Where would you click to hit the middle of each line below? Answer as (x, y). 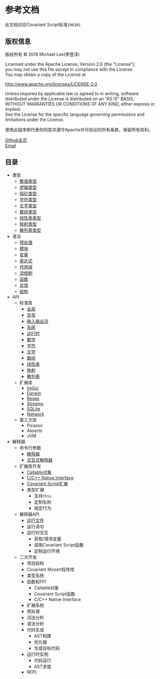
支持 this (43, 496)
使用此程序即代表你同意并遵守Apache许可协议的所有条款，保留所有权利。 (79, 129)
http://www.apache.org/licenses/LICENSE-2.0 (51, 84)
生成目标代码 (47, 648)
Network (35, 414)
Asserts (34, 430)
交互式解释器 (40, 460)
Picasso (35, 425)
